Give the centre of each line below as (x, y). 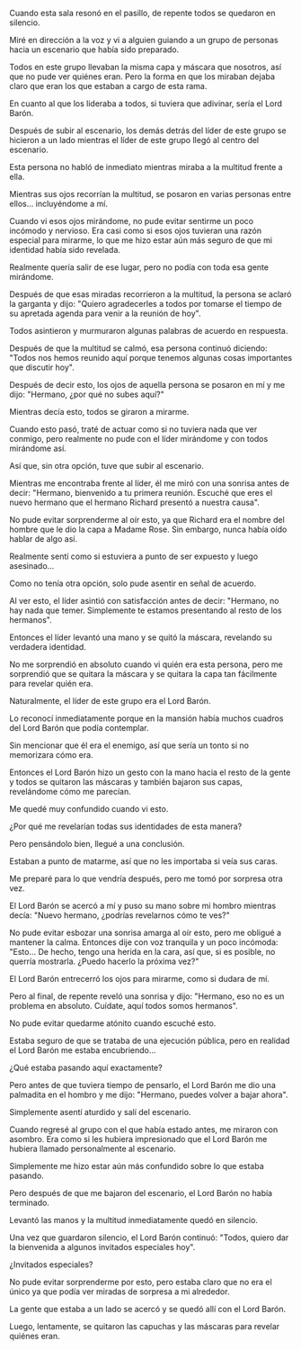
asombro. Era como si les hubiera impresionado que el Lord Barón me (138, 1139)
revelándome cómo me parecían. (71, 792)
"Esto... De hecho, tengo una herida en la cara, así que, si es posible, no (142, 952)
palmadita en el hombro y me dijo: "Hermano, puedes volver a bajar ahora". (149, 1094)
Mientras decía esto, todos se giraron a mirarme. (99, 412)
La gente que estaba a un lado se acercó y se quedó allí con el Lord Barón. (148, 1309)
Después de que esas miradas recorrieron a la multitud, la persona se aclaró (150, 294)
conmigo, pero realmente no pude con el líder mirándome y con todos (139, 439)
